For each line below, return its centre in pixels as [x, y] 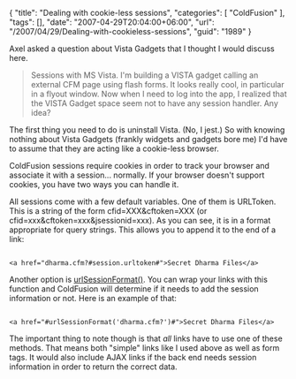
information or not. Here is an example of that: [93, 298]
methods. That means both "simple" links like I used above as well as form [144, 348]
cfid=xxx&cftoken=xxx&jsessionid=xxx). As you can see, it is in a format [140, 220]
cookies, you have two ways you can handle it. [94, 184]
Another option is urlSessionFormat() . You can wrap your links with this [138, 279]
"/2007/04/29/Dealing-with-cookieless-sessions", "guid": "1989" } [130, 31]
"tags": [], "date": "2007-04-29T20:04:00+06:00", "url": [112, 22]
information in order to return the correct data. [94, 367]
